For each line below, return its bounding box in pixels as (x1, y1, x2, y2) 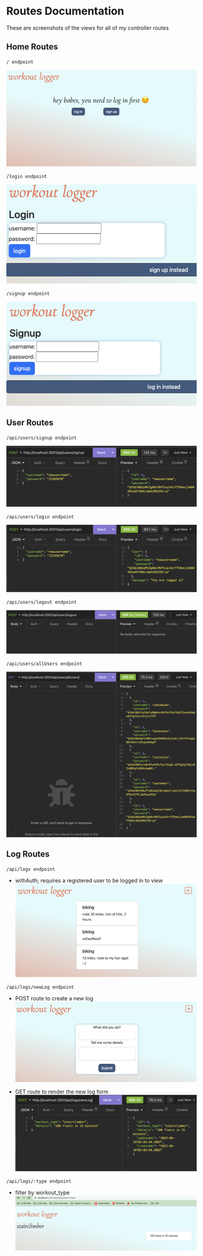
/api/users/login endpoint (6, 514, 74, 520)
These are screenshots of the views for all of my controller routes (6, 24, 169, 31)
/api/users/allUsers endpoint (6, 661, 83, 667)
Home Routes (6, 42, 59, 52)
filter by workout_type (14, 1189, 70, 1196)
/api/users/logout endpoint (6, 599, 77, 605)
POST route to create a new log (14, 995, 94, 1002)
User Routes (6, 418, 54, 428)
